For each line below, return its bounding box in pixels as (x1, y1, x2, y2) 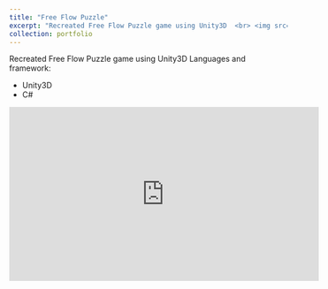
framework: (9, 63, 51, 73)
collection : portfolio (9, 29, 93, 38)
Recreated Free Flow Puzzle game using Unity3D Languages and (9, 54, 246, 65)
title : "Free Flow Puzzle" (9, 12, 109, 22)
